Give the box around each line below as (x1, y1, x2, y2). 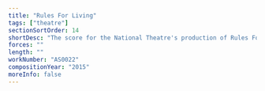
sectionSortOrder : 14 (8, 26, 80, 34)
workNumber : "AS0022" (8, 56, 80, 64)
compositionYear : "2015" (8, 63, 90, 71)
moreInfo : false (8, 70, 62, 78)
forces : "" (8, 41, 44, 49)
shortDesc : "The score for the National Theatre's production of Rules (8, 33, 248, 42)
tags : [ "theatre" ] (8, 19, 69, 27)
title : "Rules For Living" (8, 11, 97, 20)
